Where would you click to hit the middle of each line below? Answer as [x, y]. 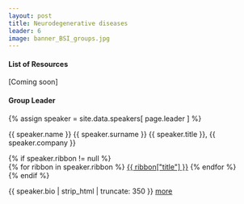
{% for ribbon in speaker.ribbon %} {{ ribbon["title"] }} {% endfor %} [122, 167]
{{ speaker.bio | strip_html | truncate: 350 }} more [90, 191]
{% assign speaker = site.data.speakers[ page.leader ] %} [105, 119]
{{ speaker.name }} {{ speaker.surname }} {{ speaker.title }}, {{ [112, 134]
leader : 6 [25, 31]
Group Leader [32, 101]
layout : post [30, 16]
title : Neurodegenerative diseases [68, 23]
